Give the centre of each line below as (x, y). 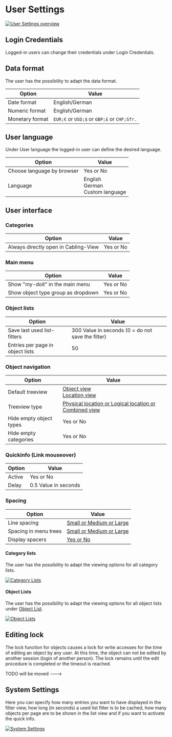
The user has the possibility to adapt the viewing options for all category (82, 565)
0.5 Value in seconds (55, 486)
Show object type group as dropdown (53, 293)
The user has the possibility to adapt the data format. (61, 81)
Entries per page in (31, 345)
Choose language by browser (43, 171)
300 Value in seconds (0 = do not (112, 330)
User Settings (35, 10)
